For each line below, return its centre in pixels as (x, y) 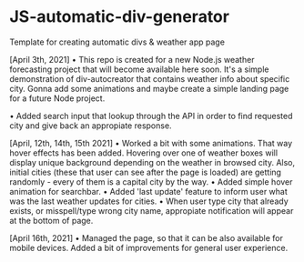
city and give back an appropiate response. (91, 126)
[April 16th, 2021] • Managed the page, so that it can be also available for (147, 237)
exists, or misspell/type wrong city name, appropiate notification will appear (152, 210)
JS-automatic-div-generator (120, 17)
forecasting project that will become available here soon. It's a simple (139, 69)
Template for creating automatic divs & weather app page (117, 42)
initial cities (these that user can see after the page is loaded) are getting (146, 172)
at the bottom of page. (51, 220)
